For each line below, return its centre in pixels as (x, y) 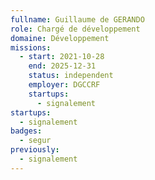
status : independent (71, 76)
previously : (35, 150)
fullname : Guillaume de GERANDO (77, 19)
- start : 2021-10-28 (62, 57)
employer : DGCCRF (64, 85)
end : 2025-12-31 (62, 66)
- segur (35, 141)
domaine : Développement (60, 38)
